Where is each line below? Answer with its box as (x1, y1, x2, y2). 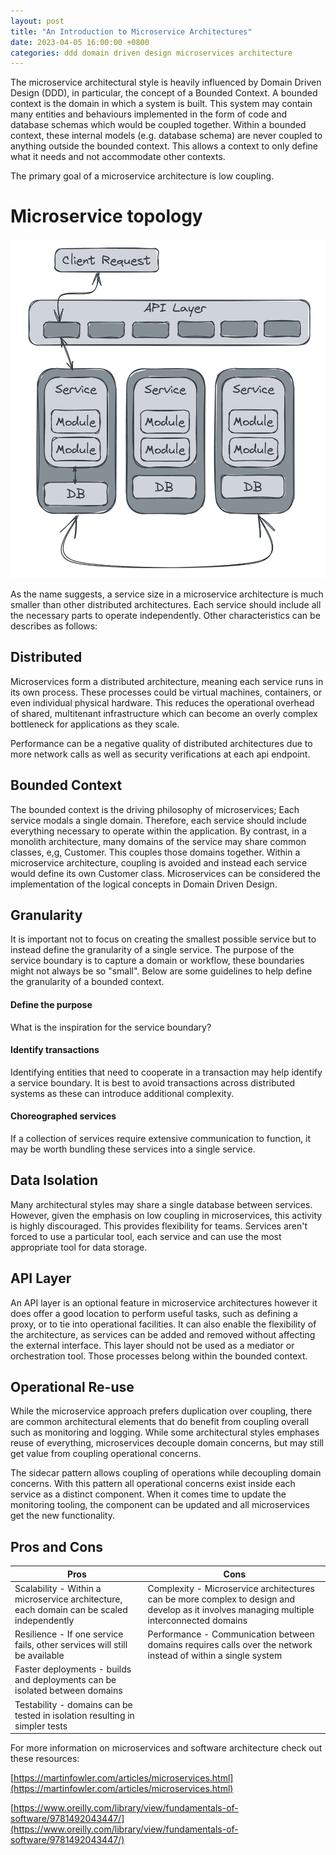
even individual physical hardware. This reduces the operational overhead (10, 696, 315, 709)
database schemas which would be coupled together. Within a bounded (10, 119, 307, 131)
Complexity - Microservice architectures (147, 1582, 315, 1594)
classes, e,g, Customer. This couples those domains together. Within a (10, 846, 301, 858)
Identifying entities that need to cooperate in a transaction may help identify (10, 1066, 323, 1078)
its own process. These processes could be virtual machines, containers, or (10, 686, 323, 698)
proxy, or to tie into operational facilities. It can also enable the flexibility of (10, 1318, 317, 1330)
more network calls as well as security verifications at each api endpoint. (10, 748, 311, 760)
